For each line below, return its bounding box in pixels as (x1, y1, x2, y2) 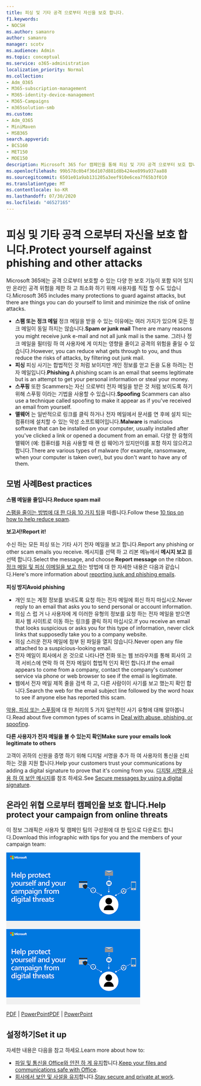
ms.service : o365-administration (6, 60, 90, 66)
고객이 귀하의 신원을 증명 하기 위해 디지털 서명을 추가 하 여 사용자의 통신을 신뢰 (6, 752, 190, 759)
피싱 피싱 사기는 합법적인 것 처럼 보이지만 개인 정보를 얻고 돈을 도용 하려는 (14, 361, 187, 369)
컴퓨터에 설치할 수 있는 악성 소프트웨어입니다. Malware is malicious (14, 418, 173, 425)
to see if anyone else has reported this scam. (14, 693, 126, 701)
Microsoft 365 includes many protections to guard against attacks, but (12, 292, 186, 299)
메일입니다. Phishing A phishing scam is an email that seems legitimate (21, 369, 194, 376)
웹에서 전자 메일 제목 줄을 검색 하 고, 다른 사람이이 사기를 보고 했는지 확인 (14, 679, 185, 687)
